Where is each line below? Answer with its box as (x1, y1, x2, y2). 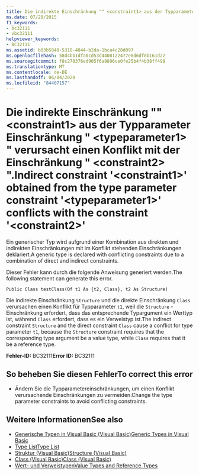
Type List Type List (14, 443, 60, 450)
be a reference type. (6, 341, 56, 348)
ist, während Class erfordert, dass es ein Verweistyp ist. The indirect (6, 315, 172, 322)
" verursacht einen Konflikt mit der (6, 143, 181, 157)
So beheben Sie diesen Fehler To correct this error (6, 369, 193, 379)
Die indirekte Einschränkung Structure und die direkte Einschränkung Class (6, 296, 191, 303)
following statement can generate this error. (6, 274, 113, 282)
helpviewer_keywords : (6, 36, 60, 42)
